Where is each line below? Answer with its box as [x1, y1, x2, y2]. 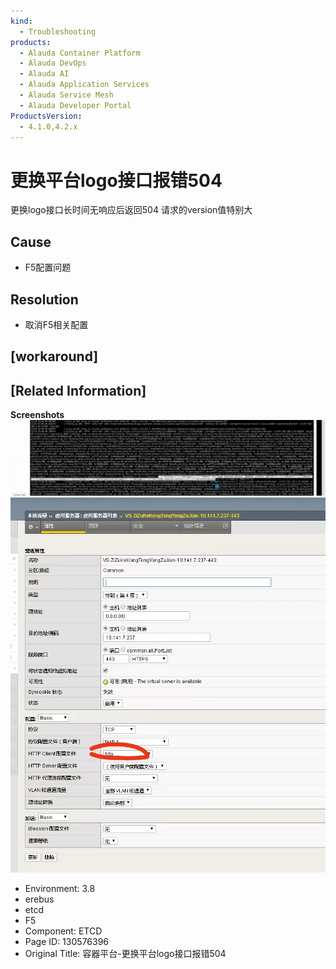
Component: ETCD [24, 925, 103, 937]
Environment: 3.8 [24, 883, 96, 895]
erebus [24, 893, 55, 905]
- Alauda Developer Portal [19, 100, 132, 110]
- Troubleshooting [19, 26, 97, 37]
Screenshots [10, 409, 65, 421]
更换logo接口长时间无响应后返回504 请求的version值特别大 [10, 204, 253, 216]
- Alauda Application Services [19, 80, 150, 90]
